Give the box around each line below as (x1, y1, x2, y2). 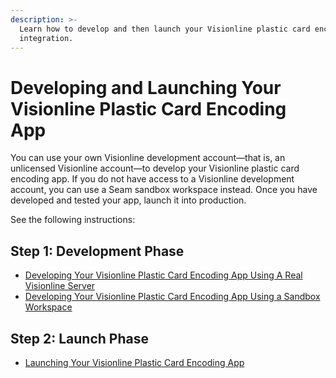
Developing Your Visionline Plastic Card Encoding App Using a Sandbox (24, 291, 321, 303)
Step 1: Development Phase (10, 242, 185, 260)
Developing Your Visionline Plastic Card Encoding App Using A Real (24, 269, 303, 281)
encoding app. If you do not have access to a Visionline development (10, 173, 295, 185)
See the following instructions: (10, 214, 136, 226)
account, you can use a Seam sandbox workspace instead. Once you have (10, 184, 318, 196)
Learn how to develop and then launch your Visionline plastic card (19, 24, 311, 34)
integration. (19, 33, 74, 43)
